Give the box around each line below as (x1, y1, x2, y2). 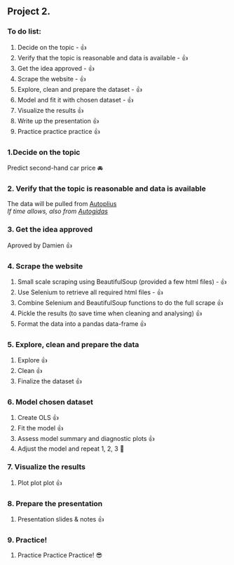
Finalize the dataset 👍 (17, 377, 82, 386)
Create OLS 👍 (17, 414, 60, 422)
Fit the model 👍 (17, 424, 64, 433)
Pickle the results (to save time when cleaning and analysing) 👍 (17, 308, 202, 318)
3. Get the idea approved (7, 224, 93, 234)
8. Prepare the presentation (7, 498, 103, 508)
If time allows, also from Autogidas (7, 207, 109, 216)
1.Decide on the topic (7, 147, 81, 157)
